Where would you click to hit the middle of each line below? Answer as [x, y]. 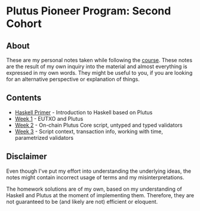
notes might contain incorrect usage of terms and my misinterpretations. [95, 177]
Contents [24, 98]
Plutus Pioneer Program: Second [89, 11]
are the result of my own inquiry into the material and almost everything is [97, 66]
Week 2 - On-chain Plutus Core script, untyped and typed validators [99, 125]
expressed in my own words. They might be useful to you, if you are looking [99, 73]
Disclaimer [27, 157]
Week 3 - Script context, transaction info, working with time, [89, 131]
